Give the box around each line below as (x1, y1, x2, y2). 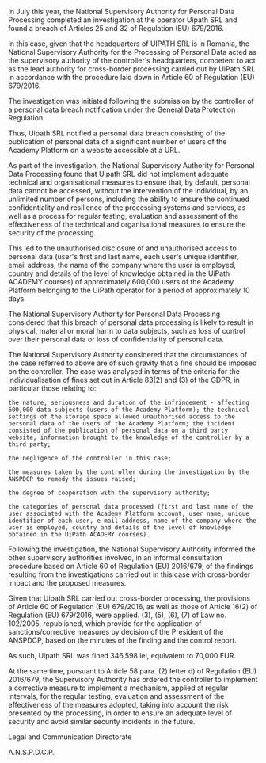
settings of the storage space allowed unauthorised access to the (8, 413, 236, 421)
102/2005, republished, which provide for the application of (8, 619, 202, 628)
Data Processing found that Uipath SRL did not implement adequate (8, 170, 229, 178)
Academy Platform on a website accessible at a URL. (8, 146, 180, 155)
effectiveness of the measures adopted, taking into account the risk (8, 700, 230, 709)
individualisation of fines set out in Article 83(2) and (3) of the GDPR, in (8, 376, 240, 384)
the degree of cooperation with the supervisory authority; (8, 489, 211, 497)
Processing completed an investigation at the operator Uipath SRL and (8, 15, 237, 25)
